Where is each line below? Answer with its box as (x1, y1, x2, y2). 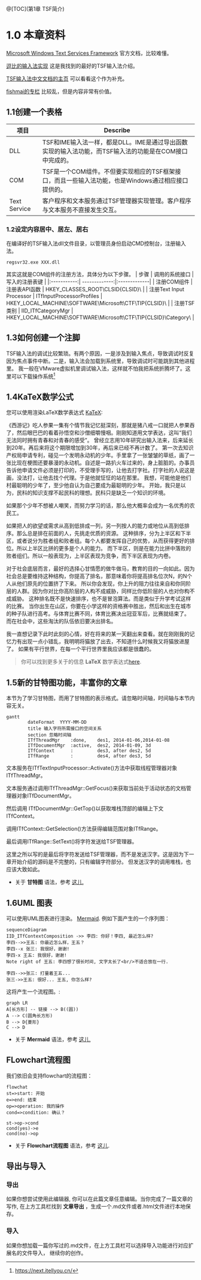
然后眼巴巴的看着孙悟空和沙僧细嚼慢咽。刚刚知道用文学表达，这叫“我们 (16, 429, 193, 437)
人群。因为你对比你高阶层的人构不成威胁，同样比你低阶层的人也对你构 (16, 587, 190, 595)
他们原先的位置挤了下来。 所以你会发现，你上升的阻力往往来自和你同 (16, 580, 186, 587)
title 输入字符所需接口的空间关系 (28, 726, 102, 732)
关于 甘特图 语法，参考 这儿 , (14, 879, 84, 886)
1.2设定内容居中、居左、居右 (6, 225, 89, 233)
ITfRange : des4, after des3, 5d (28, 753, 151, 759)
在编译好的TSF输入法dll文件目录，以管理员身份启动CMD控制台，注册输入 (6, 240, 187, 247)
